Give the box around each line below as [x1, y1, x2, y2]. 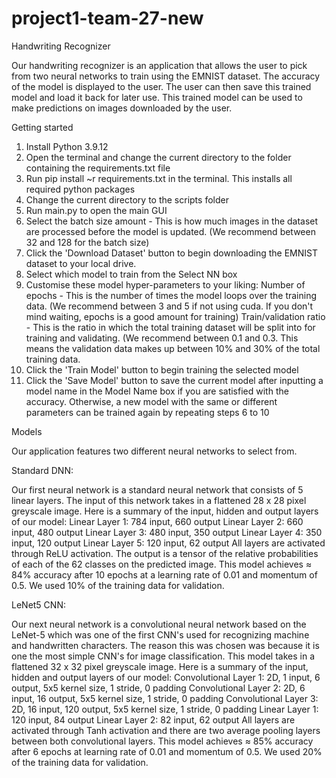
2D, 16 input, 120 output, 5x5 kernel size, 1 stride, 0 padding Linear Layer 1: [11, 703, 319, 715]
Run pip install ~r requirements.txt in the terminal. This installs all [25, 172, 293, 184]
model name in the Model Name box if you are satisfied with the [25, 385, 289, 397]
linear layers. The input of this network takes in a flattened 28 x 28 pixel [11, 494, 307, 506]
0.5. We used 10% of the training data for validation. [11, 579, 225, 591]
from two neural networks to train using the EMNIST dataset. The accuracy [11, 70, 321, 82]
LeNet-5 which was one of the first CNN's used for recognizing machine [11, 628, 310, 641]
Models [11, 425, 43, 437]
